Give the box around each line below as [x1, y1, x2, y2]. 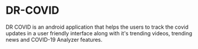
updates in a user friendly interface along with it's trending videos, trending [5, 29, 193, 36]
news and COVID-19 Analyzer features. [5, 36, 103, 43]
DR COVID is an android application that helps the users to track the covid [5, 23, 189, 30]
